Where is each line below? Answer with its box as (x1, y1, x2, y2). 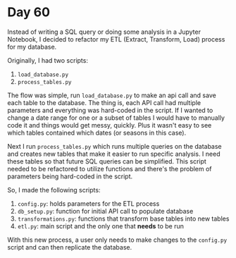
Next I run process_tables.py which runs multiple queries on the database (7, 142, 222, 150)
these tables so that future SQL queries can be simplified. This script (7, 156, 206, 166)
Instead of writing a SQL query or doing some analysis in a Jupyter (7, 27, 201, 36)
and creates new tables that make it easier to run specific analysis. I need (7, 149, 221, 158)
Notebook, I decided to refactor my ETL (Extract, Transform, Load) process (7, 35, 225, 43)
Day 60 (7, 4, 51, 20)
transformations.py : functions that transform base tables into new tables (17, 214, 230, 223)
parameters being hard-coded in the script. (7, 172, 133, 180)
